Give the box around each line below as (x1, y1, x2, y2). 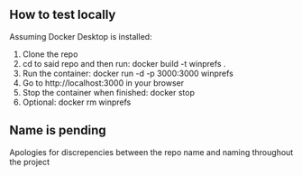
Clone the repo (22, 49, 78, 60)
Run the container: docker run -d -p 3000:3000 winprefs (22, 68, 234, 79)
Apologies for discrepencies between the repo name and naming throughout (9, 146, 294, 157)
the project (9, 156, 50, 167)
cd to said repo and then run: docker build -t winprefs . (22, 58, 226, 69)
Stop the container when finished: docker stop (22, 87, 196, 97)
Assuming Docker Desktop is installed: (9, 31, 152, 42)
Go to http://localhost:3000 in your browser (22, 77, 185, 88)
